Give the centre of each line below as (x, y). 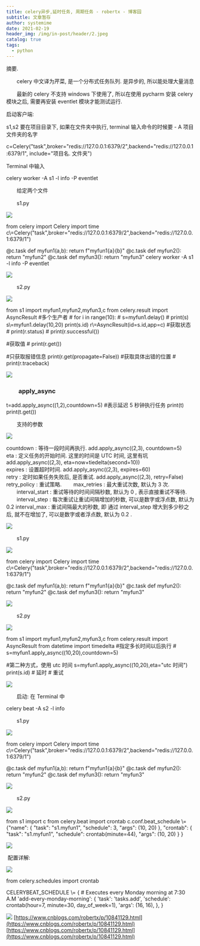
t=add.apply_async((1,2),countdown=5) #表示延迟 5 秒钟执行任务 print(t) (95, 405)
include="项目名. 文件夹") (61, 153)
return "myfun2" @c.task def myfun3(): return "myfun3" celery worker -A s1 (100, 257)
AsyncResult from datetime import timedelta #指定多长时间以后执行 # (91, 646)
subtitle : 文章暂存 (29, 17)
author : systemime (29, 23)
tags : (13, 45)
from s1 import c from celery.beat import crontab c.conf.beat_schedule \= (96, 822)
